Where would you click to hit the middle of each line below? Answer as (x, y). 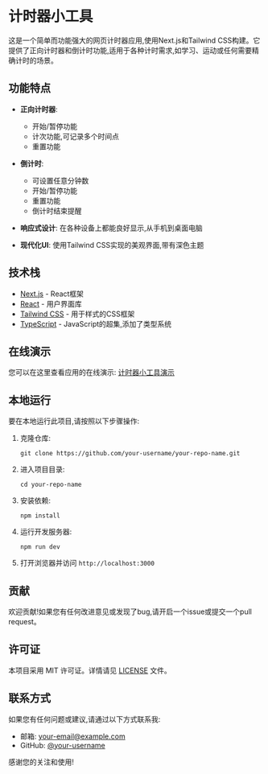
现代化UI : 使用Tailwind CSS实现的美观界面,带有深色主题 (112, 245)
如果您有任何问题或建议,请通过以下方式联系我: (85, 719)
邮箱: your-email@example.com (73, 736)
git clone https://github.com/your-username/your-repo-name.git (130, 454)
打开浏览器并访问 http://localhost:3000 (87, 563)
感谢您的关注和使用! (41, 762)
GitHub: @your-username (63, 745)
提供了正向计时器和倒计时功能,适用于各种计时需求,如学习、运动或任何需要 (130, 50)
